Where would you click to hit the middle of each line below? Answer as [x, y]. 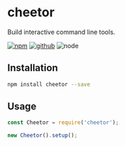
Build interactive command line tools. [61, 32]
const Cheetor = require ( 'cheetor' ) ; [63, 123]
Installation [33, 68]
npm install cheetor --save [49, 84]
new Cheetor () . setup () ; [43, 135]
